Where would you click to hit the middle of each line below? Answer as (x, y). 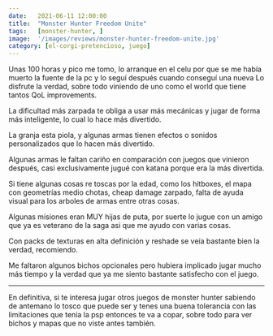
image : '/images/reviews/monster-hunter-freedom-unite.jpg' (114, 39)
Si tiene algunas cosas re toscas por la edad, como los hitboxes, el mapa (130, 184)
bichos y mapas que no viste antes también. (82, 323)
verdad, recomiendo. (43, 250)
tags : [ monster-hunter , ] (56, 31)
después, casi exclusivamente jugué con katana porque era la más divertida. (136, 168)
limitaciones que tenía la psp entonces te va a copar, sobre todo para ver (130, 315)
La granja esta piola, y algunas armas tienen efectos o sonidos (113, 136)
